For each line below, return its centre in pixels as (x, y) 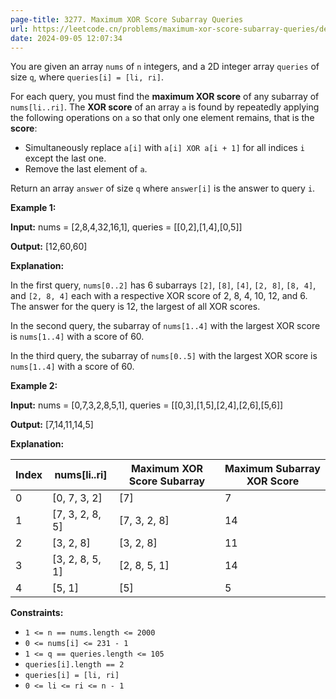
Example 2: (34, 386)
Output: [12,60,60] (49, 247)
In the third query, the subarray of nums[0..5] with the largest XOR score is (164, 356)
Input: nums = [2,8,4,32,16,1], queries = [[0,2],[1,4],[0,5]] (126, 227)
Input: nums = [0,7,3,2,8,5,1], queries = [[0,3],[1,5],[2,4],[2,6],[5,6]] (147, 405)
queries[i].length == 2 (74, 665)
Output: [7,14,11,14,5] (52, 425)
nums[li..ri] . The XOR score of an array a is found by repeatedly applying (165, 107)
